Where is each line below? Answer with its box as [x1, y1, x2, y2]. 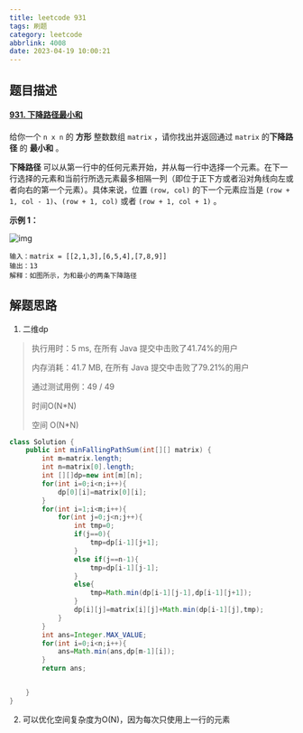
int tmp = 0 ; [73, 521, 115, 531]
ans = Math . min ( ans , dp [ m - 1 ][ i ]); [57, 647, 176, 656]
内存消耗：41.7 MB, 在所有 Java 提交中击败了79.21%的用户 [31, 362, 250, 373]
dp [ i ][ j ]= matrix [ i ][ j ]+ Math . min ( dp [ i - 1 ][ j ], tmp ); [73, 606, 264, 615]
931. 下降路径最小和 [9, 109, 83, 120]
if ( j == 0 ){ [73, 530, 111, 539]
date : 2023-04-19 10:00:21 [9, 47, 111, 56]
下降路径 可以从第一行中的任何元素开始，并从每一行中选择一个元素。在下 [9, 162, 280, 172]
